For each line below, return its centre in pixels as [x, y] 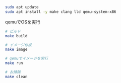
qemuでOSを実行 [23, 22]
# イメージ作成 [19, 45]
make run [14, 63]
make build [16, 36]
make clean [16, 77]
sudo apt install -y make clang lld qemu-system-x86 [61, 12]
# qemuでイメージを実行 [27, 59]
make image [16, 50]
